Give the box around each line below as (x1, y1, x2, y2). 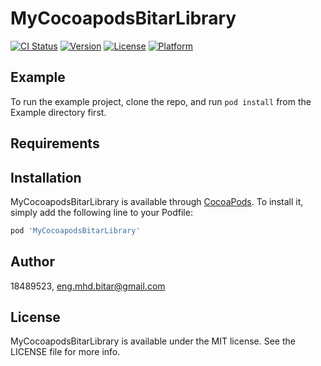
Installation (10, 169, 82, 186)
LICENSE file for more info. (10, 346, 121, 358)
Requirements (10, 135, 100, 152)
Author (10, 253, 55, 271)
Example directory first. (10, 106, 107, 118)
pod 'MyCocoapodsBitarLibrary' (10, 225, 141, 236)
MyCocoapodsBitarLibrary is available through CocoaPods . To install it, (10, 195, 304, 207)
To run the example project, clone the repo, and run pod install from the (10, 95, 312, 107)
